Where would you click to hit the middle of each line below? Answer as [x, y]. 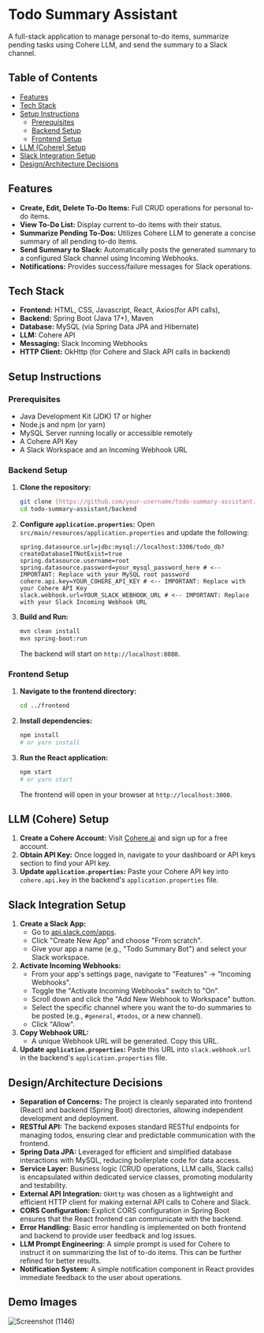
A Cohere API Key [48, 441]
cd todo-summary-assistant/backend [78, 509]
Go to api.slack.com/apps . [74, 933]
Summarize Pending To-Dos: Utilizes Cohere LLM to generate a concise [138, 233]
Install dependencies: [56, 721]
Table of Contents [53, 78]
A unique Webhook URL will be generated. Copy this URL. [125, 1041]
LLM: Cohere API [47, 335]
